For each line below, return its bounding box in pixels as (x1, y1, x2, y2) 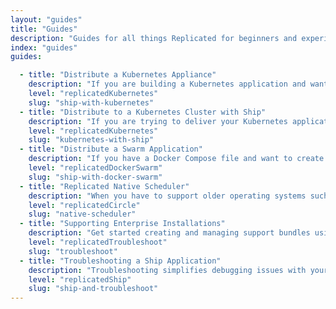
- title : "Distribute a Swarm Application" (19, 144, 203, 155)
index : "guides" (10, 42, 78, 53)
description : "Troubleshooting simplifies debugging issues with (28, 265, 307, 275)
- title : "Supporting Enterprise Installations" (19, 219, 226, 229)
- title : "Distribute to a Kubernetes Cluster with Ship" (19, 107, 267, 117)
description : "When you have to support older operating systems (28, 191, 307, 201)
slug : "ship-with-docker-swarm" (28, 172, 163, 182)
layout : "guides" (10, 14, 83, 25)
